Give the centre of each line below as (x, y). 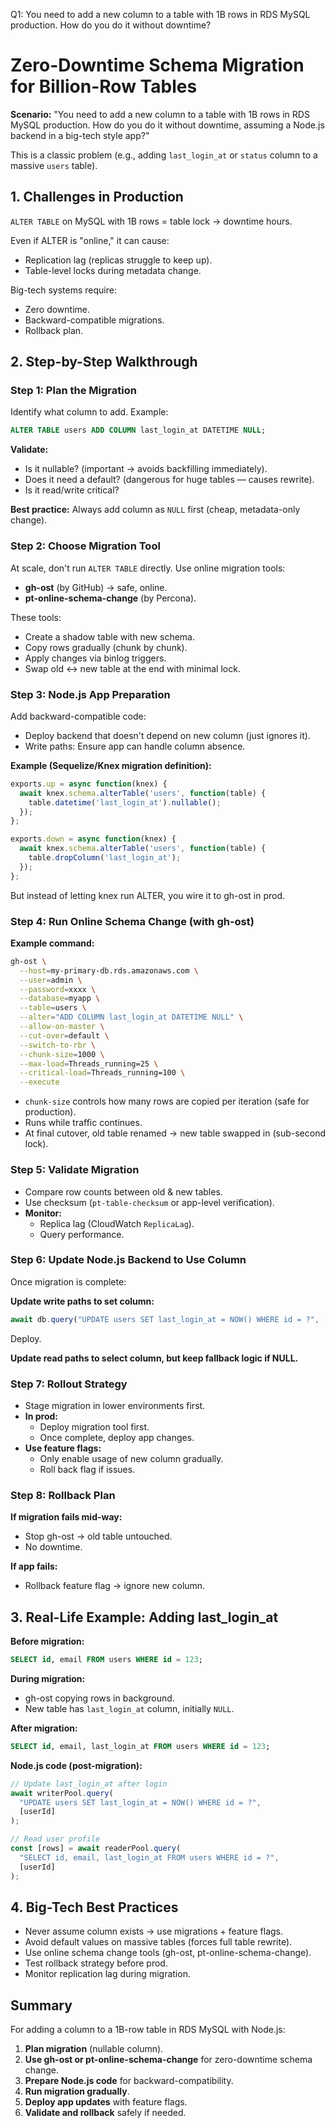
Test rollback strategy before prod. (96, 1963)
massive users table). (54, 165)
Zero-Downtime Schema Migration (157, 65)
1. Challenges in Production (97, 197)
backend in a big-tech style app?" (80, 135)
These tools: (36, 617)
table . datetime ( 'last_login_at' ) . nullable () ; (125, 802)
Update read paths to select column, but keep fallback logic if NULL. (154, 1358)
